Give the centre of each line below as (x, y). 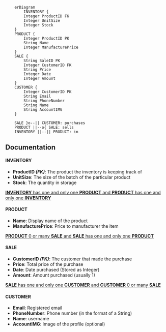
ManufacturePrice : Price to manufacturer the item (65, 226)
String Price (37, 70)
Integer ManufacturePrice (51, 47)
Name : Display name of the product (50, 221)
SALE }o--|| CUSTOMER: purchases (50, 123)
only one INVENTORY (28, 198)
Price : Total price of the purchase (48, 264)
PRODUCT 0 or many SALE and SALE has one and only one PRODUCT (80, 236)
